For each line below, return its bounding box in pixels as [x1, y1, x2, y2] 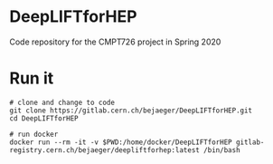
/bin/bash [202, 145, 241, 155]
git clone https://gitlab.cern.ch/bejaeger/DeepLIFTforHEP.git [9, 106, 253, 115]
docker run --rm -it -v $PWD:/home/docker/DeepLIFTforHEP [9, 138, 232, 147]
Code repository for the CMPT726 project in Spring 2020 [9, 36, 221, 47]
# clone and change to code [9, 98, 116, 107]
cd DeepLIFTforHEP [9, 113, 79, 123]
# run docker [9, 130, 59, 139]
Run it [9, 68, 54, 89]
